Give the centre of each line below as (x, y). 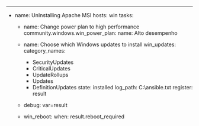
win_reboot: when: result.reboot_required (74, 117)
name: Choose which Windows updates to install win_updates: (100, 44)
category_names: (45, 51)
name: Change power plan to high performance (81, 27)
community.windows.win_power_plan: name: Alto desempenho (100, 33)
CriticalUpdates (52, 68)
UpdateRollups (50, 75)
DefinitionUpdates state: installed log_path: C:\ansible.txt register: (113, 87)
